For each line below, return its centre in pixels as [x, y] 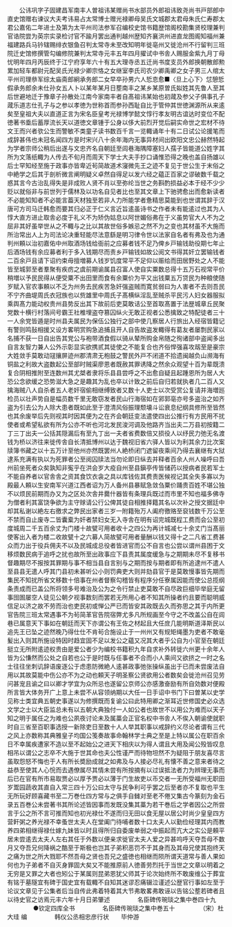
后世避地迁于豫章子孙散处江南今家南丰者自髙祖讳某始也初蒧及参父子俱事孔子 [116, 96]
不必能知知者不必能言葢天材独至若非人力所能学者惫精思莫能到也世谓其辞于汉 [116, 200]
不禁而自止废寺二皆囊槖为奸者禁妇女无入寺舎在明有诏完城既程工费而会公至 [113, 519]
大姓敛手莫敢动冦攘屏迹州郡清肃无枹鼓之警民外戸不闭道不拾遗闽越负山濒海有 [116, 355]
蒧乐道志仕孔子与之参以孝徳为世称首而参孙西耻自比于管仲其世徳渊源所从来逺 [116, 105]
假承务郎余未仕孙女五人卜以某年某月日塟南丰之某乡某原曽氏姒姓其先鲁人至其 [116, 88]
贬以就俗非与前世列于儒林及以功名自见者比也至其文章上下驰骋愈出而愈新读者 [116, 191]
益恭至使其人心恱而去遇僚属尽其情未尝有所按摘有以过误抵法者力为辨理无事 [113, 770]
